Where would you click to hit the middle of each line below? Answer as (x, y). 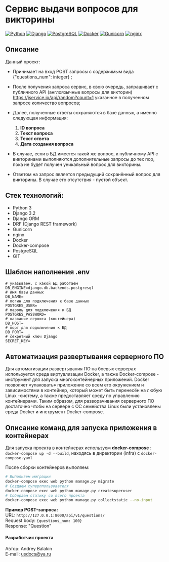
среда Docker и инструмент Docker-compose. (55, 412)
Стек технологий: (35, 196)
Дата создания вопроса (47, 144)
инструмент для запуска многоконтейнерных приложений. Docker (77, 379)
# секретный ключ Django (31, 337)
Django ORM (26, 219)
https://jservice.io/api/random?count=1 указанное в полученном (81, 97)
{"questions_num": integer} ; (42, 77)
